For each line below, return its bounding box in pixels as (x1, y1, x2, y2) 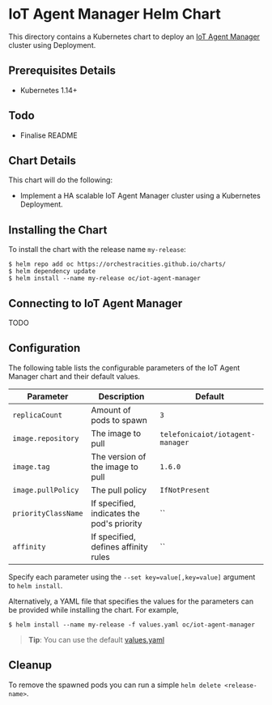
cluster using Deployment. (8, 40, 96, 49)
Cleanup (8, 658, 53, 673)
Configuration (8, 341, 81, 355)
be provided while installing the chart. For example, (8, 605, 180, 614)
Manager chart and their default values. (8, 371, 140, 381)
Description (98, 391, 145, 402)
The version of (91, 451, 147, 462)
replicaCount (12, 410, 63, 420)
